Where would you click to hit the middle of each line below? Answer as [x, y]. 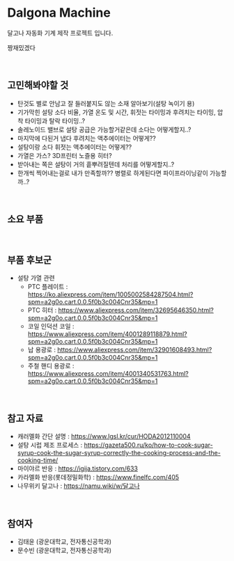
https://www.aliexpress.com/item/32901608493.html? [134, 350]
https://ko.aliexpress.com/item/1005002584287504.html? [110, 294]
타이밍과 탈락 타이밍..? [55, 120]
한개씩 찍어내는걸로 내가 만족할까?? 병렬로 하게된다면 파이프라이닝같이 [113, 173]
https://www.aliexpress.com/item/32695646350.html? [136, 310]
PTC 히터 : [42, 310]
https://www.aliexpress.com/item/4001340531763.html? [108, 374]
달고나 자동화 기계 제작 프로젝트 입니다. [60, 33]
